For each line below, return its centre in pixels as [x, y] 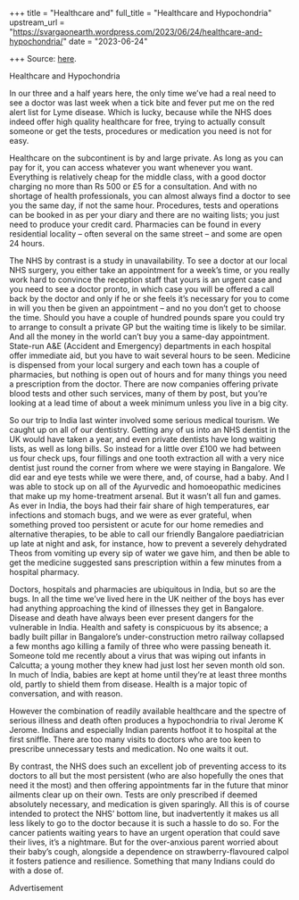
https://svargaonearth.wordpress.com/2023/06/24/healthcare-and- [138, 32]
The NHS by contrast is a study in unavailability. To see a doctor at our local [148, 261]
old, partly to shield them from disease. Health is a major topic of [129, 684]
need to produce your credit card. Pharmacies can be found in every [135, 224]
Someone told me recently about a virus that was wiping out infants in [137, 656]
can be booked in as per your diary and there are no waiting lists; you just [144, 215]
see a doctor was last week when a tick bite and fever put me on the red [142, 103]
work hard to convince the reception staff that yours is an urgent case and [146, 279]
